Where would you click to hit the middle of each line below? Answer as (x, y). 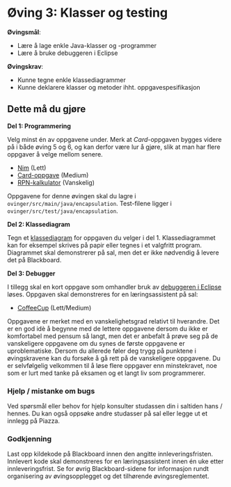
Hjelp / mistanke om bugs (51, 391)
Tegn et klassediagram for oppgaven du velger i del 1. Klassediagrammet (111, 237)
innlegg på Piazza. (34, 421)
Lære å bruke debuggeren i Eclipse (67, 53)
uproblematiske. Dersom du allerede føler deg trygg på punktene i (102, 351)
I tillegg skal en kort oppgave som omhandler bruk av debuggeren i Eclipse (114, 287)
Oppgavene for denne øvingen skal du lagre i (72, 195)
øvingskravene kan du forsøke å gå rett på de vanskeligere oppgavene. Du (114, 358)
